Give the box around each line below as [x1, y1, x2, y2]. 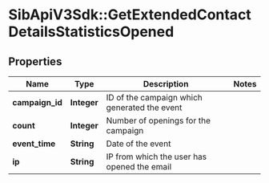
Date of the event [106, 138, 171, 149]
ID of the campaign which [106, 92, 203, 103]
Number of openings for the [106, 115, 211, 126]
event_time [12, 138, 56, 149]
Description [143, 79, 189, 89]
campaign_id [12, 97, 62, 108]
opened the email [106, 161, 172, 172]
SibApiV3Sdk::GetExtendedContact [8, 6, 252, 24]
